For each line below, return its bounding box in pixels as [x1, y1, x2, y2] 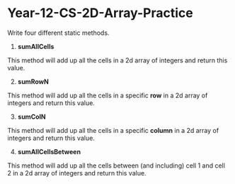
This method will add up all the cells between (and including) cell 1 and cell [7, 161, 225, 170]
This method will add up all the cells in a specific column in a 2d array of [7, 126, 219, 134]
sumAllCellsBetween [17, 147, 81, 156]
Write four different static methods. [7, 28, 110, 37]
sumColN [17, 112, 46, 121]
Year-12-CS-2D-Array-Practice [7, 5, 193, 21]
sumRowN [17, 77, 50, 86]
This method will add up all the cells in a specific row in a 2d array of [7, 91, 208, 99]
